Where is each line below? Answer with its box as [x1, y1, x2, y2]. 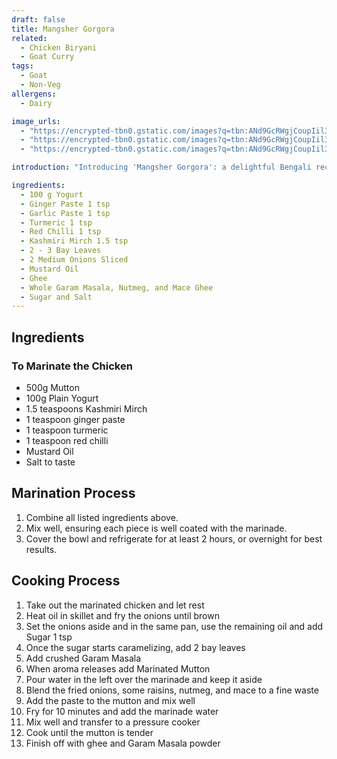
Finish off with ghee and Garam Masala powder [25, 737, 221, 749]
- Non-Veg [20, 80, 61, 90]
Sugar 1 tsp [25, 631, 73, 643]
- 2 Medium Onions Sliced [20, 255, 129, 265]
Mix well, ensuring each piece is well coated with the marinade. [25, 522, 288, 534]
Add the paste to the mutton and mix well [25, 694, 196, 706]
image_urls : [11, 116, 61, 126]
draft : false [11, 14, 66, 25]
